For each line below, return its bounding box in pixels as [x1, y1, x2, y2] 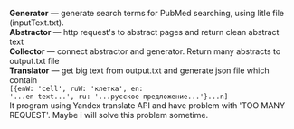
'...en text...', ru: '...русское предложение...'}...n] [9, 92, 229, 101]
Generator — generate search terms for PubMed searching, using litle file [9, 8, 285, 18]
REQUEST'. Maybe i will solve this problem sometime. [9, 110, 209, 120]
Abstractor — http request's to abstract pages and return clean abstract [9, 27, 280, 37]
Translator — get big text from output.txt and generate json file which [9, 65, 270, 76]
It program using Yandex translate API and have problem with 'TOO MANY [9, 100, 286, 111]
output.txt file [9, 56, 60, 66]
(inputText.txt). [9, 17, 65, 28]
